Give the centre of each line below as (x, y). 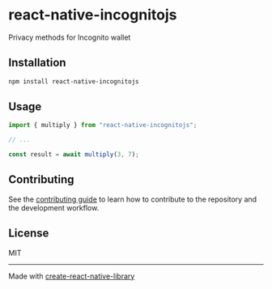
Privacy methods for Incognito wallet (70, 37)
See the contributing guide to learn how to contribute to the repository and (133, 199)
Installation (37, 63)
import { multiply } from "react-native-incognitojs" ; (103, 125)
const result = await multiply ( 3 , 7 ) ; (74, 155)
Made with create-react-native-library (72, 276)
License (29, 234)
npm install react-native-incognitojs (74, 81)
